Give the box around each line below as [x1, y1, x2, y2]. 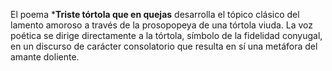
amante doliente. [10, 51, 80, 63]
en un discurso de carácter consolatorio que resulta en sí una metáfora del [10, 40, 318, 52]
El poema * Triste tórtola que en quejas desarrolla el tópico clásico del [10, 9, 300, 20]
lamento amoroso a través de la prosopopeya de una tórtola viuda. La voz [10, 19, 314, 31]
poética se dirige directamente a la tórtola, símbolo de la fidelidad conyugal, [10, 30, 323, 41]
